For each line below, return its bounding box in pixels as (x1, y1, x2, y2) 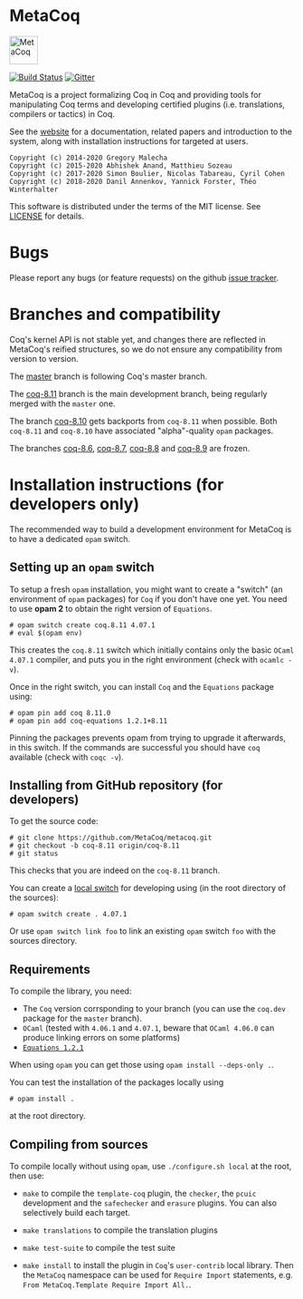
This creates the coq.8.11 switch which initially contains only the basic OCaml (9, 645, 295, 655)
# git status (9, 849, 59, 858)
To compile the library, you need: (9, 985, 132, 997)
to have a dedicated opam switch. (9, 533, 131, 544)
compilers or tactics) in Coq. (9, 108, 116, 119)
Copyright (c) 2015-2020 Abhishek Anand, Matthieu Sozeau (9, 160, 232, 170)
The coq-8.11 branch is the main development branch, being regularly (9, 388, 268, 399)
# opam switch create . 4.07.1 (9, 910, 128, 919)
